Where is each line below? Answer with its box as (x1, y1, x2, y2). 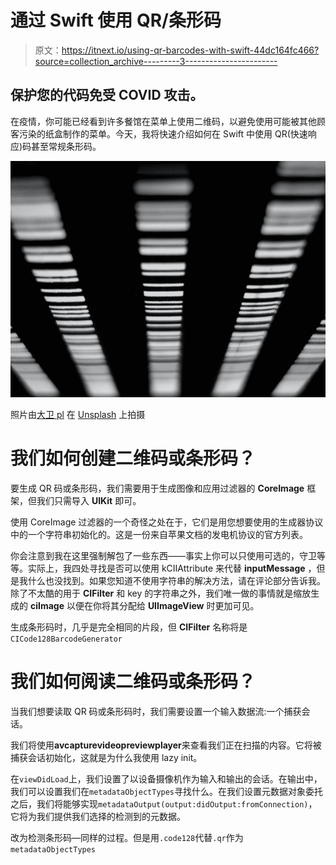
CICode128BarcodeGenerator (10, 634, 123, 644)
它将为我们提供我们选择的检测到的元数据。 (10, 810, 186, 822)
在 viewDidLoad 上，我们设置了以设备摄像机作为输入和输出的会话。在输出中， (10, 772, 323, 785)
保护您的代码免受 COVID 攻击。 (10, 87, 204, 104)
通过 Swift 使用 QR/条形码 (10, 9, 222, 32)
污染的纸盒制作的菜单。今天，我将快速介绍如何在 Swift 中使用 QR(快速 (18, 127, 308, 140)
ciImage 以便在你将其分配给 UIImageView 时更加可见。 (29, 599, 260, 611)
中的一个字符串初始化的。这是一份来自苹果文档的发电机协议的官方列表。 (10, 528, 308, 540)
